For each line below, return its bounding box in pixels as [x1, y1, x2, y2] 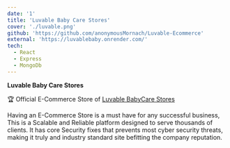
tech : [7, 42, 23, 49]
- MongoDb [13, 62, 42, 69]
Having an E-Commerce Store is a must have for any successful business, [7, 110, 220, 119]
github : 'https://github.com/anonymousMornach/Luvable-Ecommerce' [7, 29, 204, 37]
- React [13, 49, 36, 56]
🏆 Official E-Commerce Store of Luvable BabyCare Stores [7, 94, 176, 103]
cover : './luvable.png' [7, 23, 77, 30]
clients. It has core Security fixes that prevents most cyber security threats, [7, 126, 223, 134]
